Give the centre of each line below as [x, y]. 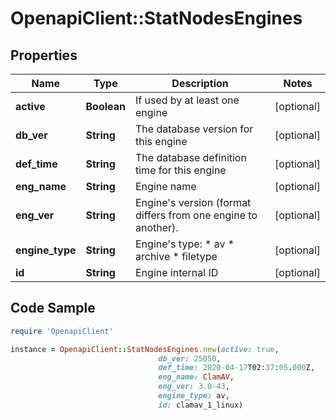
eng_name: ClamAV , [196, 377]
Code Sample [53, 308]
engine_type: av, [194, 396]
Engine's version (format [193, 202]
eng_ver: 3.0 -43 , [194, 387]
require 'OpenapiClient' [62, 331]
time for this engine [181, 170]
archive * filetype [176, 256]
